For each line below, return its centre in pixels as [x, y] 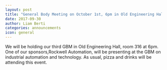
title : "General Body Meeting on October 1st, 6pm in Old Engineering [80, 14]
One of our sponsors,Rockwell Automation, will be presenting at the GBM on [83, 52]
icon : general [20, 33]
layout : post [19, 10]
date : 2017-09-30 [23, 19]
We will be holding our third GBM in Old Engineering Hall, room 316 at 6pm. [82, 47]
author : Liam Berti [25, 23]
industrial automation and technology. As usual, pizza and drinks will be [78, 57]
